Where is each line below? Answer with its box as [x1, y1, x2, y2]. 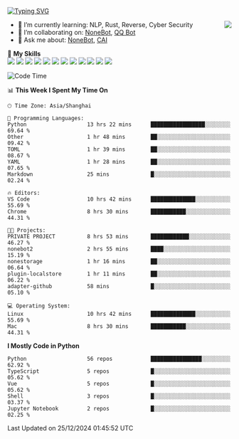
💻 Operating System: [7, 302, 71, 310]
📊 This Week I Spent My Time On [7, 86, 108, 94]
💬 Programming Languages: [7, 115, 84, 122]
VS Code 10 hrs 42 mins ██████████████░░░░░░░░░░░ [7, 196, 231, 203]
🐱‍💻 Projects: [7, 227, 46, 234]
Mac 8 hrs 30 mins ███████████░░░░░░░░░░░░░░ [7, 323, 231, 330]
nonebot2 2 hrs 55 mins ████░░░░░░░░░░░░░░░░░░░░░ [7, 245, 231, 253]
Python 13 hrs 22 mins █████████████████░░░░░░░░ [7, 121, 231, 128]
